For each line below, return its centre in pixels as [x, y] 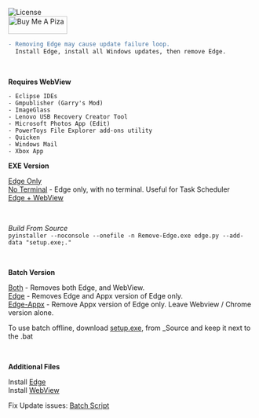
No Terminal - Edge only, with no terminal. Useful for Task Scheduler [119, 189]
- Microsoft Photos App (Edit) [59, 123]
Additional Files [34, 366]
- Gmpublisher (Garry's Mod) [56, 103]
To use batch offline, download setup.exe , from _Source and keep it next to [129, 328]
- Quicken [24, 137]
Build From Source [38, 228]
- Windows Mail [33, 144]
